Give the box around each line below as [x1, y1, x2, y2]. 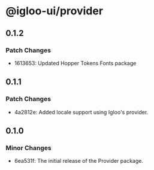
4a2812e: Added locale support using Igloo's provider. [14, 108, 149, 116]
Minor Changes [5, 144, 52, 152]
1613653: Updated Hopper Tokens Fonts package [14, 59, 137, 66]
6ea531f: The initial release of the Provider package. [14, 157, 143, 165]
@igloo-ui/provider [5, 4, 103, 18]
